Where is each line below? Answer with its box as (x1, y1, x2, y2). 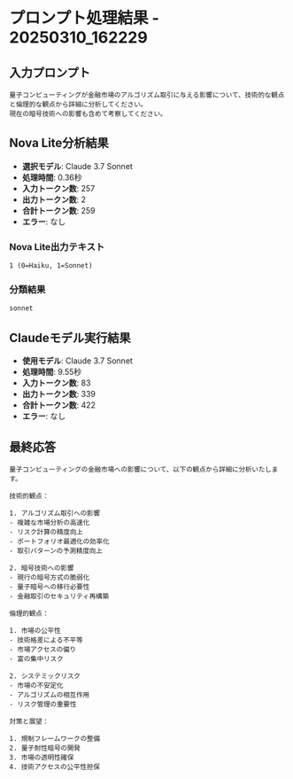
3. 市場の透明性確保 (9, 753, 74, 762)
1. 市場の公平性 (9, 627, 61, 635)
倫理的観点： (9, 609, 50, 619)
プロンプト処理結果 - (9, 8, 159, 28)
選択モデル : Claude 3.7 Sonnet (21, 160, 133, 171)
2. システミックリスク (9, 672, 81, 681)
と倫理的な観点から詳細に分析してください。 (9, 100, 148, 109)
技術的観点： (9, 492, 50, 501)
